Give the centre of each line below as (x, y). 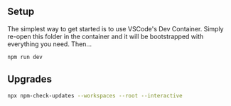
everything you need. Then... (50, 44)
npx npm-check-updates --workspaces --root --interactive (95, 95)
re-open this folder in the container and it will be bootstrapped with (106, 36)
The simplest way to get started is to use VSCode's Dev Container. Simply (116, 28)
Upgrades (29, 79)
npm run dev (25, 57)
